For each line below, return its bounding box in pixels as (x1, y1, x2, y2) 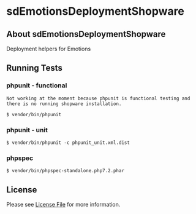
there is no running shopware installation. (6, 100, 122, 107)
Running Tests (6, 63, 62, 73)
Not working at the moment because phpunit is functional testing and (6, 95, 190, 101)
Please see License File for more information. (6, 201, 121, 208)
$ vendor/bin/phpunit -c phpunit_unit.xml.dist (6, 140, 130, 146)
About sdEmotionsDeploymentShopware (6, 29, 166, 39)
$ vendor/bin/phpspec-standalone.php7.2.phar (6, 168, 124, 174)
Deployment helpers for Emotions (6, 45, 91, 52)
